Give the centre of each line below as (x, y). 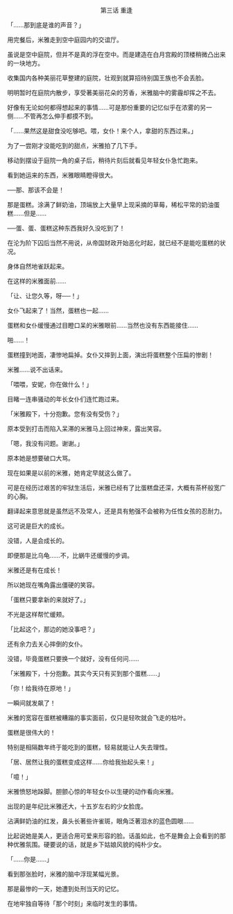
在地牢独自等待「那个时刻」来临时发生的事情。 (74, 904)
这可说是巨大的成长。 (37, 526)
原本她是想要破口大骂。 (41, 458)
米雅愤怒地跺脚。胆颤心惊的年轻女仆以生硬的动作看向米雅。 (92, 791)
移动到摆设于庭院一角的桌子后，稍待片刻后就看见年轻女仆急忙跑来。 (104, 160)
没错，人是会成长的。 (37, 541)
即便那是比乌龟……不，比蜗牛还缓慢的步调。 (70, 555)
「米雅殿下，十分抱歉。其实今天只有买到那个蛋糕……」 (86, 673)
